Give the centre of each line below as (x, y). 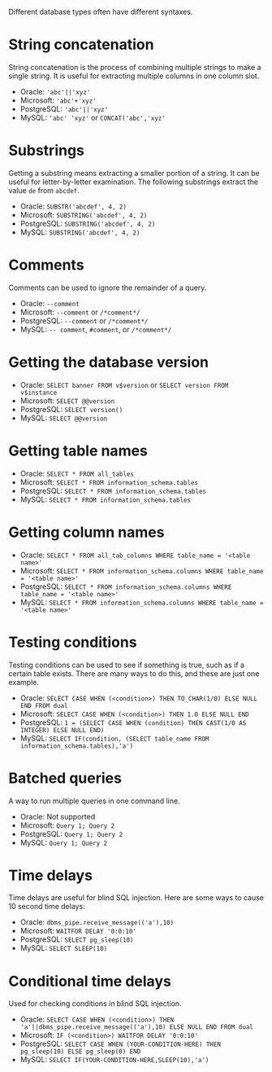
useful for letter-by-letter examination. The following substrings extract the (133, 182)
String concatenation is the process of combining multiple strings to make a (135, 67)
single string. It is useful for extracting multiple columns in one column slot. (134, 76)
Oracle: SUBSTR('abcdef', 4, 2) (73, 206)
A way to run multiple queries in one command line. (94, 801)
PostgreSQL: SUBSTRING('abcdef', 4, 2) (88, 223)
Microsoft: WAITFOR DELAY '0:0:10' (78, 931)
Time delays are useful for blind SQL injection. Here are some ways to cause (136, 898)
